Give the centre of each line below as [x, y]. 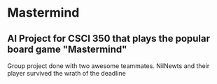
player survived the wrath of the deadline [66, 73]
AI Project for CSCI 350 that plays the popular [109, 39]
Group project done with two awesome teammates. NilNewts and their [108, 66]
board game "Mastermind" [67, 49]
